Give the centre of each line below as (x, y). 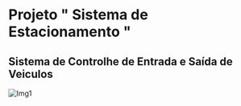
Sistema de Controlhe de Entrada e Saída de (120, 61)
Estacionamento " (70, 32)
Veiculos (31, 74)
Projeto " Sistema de (79, 15)
